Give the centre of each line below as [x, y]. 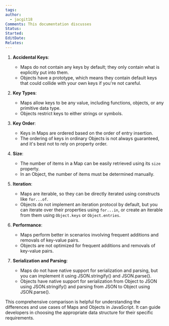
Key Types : [25, 93]
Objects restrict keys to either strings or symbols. [71, 113]
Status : [13, 29]
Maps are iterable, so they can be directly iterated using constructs [90, 194]
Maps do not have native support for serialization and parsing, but [89, 270]
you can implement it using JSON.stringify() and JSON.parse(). [86, 275]
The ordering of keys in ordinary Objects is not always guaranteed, [90, 138]
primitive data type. [40, 108]
